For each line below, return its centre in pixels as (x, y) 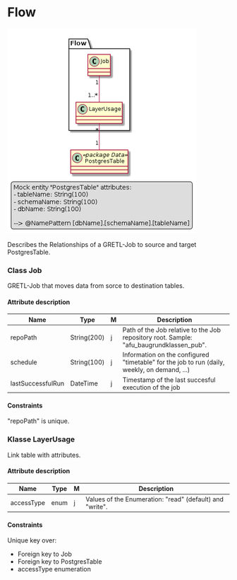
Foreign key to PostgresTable (60, 562)
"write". (97, 506)
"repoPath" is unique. (38, 421)
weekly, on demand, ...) (156, 370)
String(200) (87, 337)
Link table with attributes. (44, 455)
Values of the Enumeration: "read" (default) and (155, 499)
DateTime (84, 383)
